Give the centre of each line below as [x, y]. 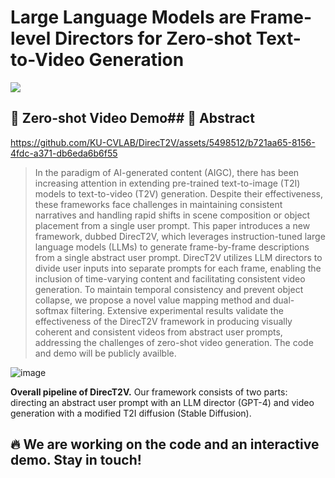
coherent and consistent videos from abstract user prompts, [158, 332]
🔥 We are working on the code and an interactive [165, 444]
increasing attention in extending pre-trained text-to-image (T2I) [167, 183]
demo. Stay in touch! [76, 460]
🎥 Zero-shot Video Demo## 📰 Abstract [132, 118]
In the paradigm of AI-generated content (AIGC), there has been [167, 172]
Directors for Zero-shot [153, 38]
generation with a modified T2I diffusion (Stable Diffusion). [131, 413]
